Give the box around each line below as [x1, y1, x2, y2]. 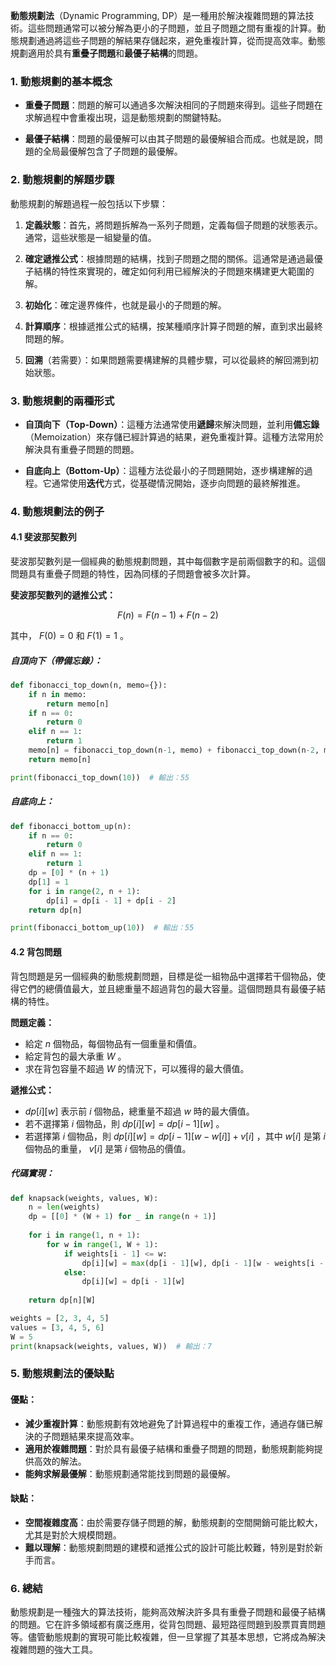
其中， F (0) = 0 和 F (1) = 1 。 [10, 630, 129, 642]
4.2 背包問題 [10, 945, 62, 958]
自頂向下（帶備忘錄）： [10, 654, 103, 666]
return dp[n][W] [28, 1295, 97, 1306]
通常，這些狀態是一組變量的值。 [24, 231, 157, 243]
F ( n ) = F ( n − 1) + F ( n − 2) [117, 609, 219, 621]
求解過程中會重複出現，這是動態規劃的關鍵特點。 [24, 112, 227, 124]
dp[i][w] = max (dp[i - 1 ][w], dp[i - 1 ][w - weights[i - [81, 1258, 325, 1268]
